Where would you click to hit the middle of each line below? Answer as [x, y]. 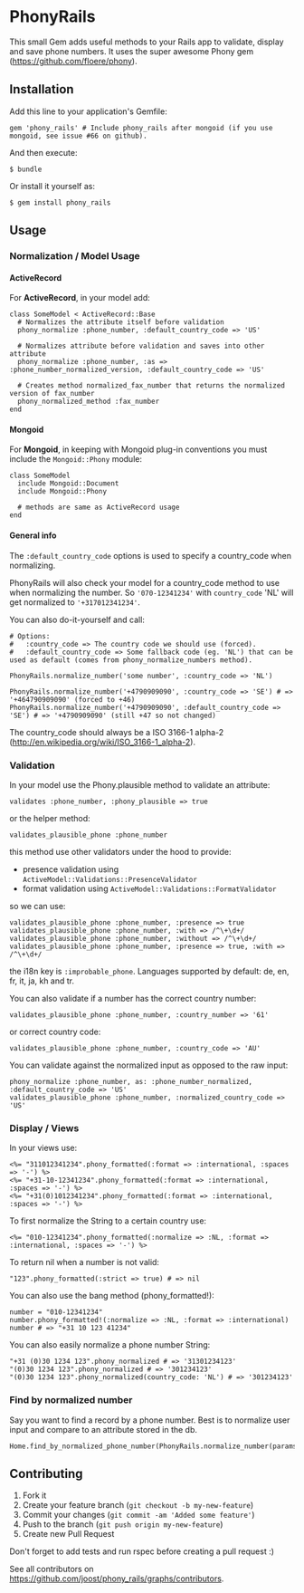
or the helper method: [50, 818]
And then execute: [43, 152]
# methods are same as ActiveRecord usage [99, 508]
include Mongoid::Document [68, 484]
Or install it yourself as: [52, 186]
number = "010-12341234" [56, 1312]
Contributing [46, 1473]
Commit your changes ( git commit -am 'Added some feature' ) [138, 1515]
